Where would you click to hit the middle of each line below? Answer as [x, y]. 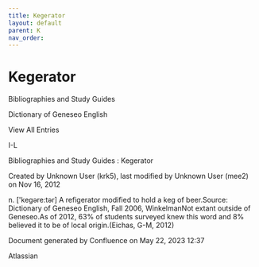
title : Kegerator [37, 15]
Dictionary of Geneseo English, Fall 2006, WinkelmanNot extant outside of [129, 208]
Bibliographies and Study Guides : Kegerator [81, 161]
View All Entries [34, 130]
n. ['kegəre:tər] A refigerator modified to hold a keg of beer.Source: [118, 200]
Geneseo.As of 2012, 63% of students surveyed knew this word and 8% [126, 217]
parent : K [25, 30]
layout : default [35, 23]
